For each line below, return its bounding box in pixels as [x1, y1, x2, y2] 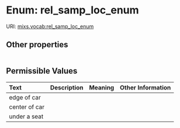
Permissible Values [6, 66, 78, 76]
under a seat [9, 112, 44, 120]
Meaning [89, 83, 115, 91]
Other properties [6, 40, 68, 50]
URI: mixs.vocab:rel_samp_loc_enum [6, 23, 94, 30]
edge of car [9, 93, 41, 101]
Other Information [119, 83, 171, 91]
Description [50, 83, 84, 91]
